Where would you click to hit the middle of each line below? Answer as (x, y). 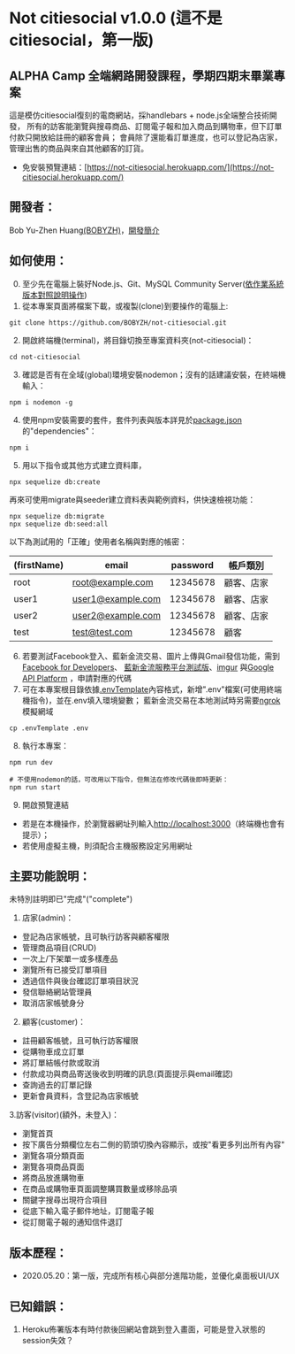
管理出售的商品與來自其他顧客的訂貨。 (79, 148)
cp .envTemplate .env (49, 728)
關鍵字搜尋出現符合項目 (64, 1200)
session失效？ (48, 1341)
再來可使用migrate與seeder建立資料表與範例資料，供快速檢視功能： (132, 499)
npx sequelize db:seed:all (59, 524)
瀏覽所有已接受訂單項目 (64, 970)
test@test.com (102, 632)
